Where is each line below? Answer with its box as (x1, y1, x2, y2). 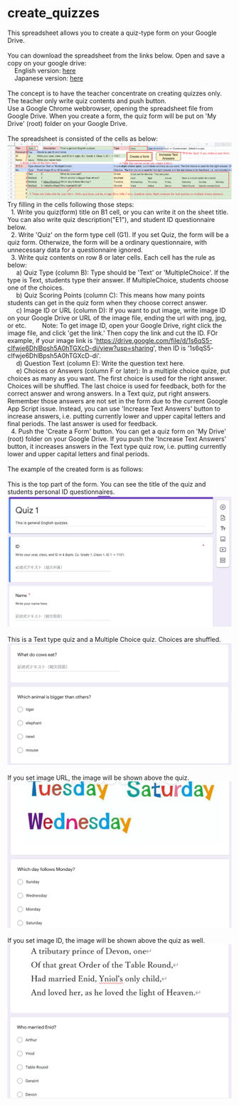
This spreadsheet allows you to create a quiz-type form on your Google (7, 28, 217, 37)
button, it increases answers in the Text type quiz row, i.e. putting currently (7, 443, 227, 451)
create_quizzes (7, 5, 100, 21)
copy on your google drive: (7, 58, 87, 67)
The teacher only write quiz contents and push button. (7, 96, 167, 105)
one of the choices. (7, 283, 64, 292)
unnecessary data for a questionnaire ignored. (7, 245, 144, 254)
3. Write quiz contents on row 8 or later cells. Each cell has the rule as (10, 253, 216, 262)
